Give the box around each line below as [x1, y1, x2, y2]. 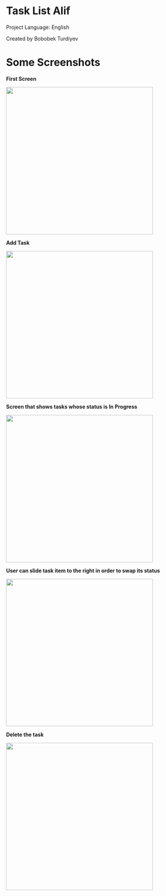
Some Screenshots [6, 56, 101, 69]
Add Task [6, 239, 30, 246]
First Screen [6, 75, 37, 82]
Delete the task [6, 731, 44, 738]
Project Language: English [6, 24, 69, 31]
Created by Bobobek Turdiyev [6, 35, 79, 42]
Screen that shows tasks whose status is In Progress [6, 403, 138, 410]
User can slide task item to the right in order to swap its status [6, 567, 160, 574]
